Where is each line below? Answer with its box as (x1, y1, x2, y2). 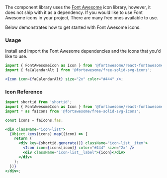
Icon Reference (5, 88, 43, 95)
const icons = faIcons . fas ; (5, 118, 64, 123)
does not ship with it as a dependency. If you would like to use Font (5, 9, 143, 15)
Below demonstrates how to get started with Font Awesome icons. (5, 24, 141, 30)
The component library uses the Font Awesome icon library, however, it (5, 4, 151, 10)
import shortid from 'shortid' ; (5, 99, 72, 105)
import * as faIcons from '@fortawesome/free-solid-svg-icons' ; (5, 109, 141, 114)
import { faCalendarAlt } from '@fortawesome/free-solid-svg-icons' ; (5, 68, 153, 73)
